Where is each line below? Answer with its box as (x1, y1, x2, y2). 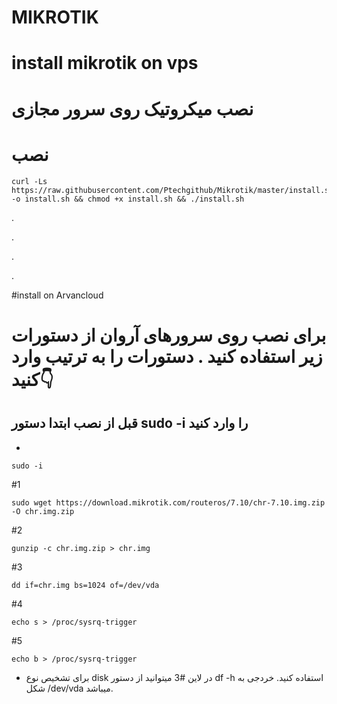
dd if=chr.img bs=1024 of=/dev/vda (11, 580, 160, 590)
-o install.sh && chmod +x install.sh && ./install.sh (11, 194, 245, 204)
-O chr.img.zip (11, 506, 75, 516)
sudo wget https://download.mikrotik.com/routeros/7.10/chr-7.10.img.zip (11, 497, 326, 508)
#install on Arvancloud (11, 289, 104, 301)
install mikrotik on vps (11, 52, 199, 75)
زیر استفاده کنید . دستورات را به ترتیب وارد (11, 345, 323, 368)
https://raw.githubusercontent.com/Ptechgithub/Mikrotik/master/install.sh (11, 185, 334, 195)
